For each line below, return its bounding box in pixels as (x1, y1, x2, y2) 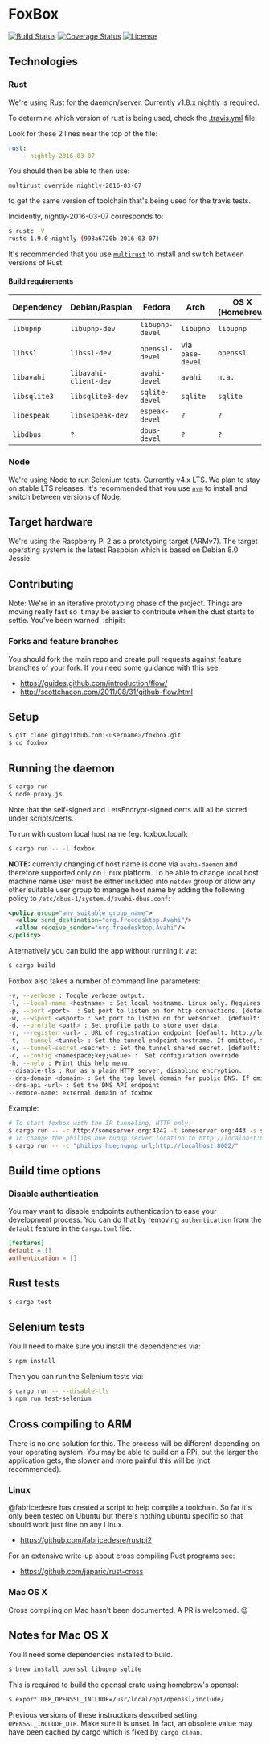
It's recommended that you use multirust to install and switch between (8, 249, 245, 259)
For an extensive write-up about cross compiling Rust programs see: (8, 1551, 235, 1560)
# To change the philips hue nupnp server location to (8, 1134, 196, 1142)
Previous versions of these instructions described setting (8, 1710, 198, 1720)
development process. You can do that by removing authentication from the (8, 1215, 262, 1225)
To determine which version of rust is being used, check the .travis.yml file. (8, 113, 257, 123)
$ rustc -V (8, 227, 45, 235)
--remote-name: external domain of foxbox (8, 1089, 153, 1097)
